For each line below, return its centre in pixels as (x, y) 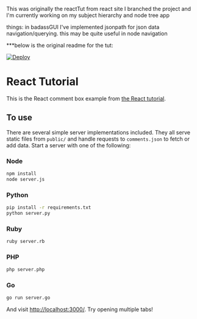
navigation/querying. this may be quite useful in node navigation (87, 33)
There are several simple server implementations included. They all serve (99, 132)
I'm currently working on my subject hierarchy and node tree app (88, 15)
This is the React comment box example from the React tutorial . (86, 98)
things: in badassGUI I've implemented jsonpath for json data (83, 27)
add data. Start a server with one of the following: (69, 145)
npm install (21, 174)
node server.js (26, 179)
